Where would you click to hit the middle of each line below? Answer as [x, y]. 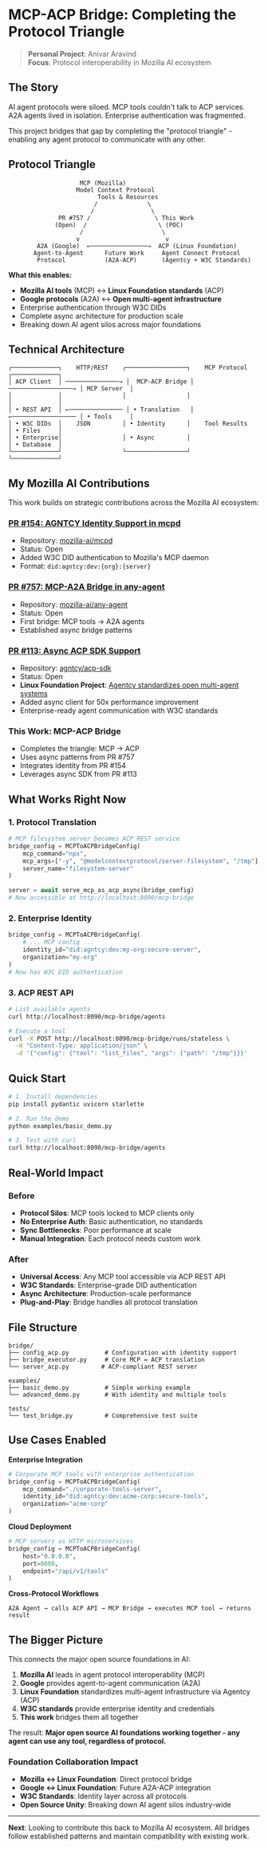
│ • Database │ [35, 445]
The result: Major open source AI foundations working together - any [124, 1733]
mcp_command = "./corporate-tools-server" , [92, 1489]
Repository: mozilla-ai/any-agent [73, 604]
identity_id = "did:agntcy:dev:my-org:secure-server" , [112, 950]
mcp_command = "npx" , [55, 854]
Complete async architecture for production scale [101, 316]
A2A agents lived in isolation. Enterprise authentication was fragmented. [127, 115]
